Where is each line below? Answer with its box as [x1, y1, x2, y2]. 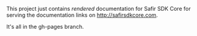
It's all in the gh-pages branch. [6, 23, 84, 30]
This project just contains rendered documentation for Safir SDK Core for [6, 5, 191, 12]
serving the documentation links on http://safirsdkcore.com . [6, 11, 158, 19]
